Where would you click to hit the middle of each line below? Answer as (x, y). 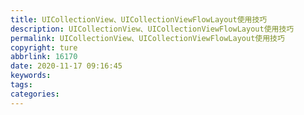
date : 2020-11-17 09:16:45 (66, 66)
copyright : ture (44, 47)
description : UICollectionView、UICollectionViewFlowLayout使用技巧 (152, 29)
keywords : (31, 76)
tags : (21, 85)
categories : (35, 94)
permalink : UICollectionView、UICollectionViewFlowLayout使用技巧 (147, 38)
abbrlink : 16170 (44, 57)
